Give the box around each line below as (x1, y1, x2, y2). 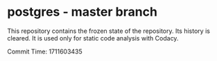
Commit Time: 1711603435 (7, 47, 83, 56)
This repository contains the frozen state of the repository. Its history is (7, 27, 210, 35)
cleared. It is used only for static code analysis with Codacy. (7, 34, 179, 42)
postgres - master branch (7, 4, 158, 20)
